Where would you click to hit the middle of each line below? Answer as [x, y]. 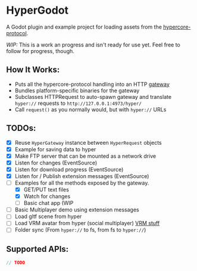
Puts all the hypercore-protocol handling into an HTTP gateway [92, 84]
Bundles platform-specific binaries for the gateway [77, 91]
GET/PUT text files [46, 189]
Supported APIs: [37, 249]
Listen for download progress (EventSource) [69, 169]
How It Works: [33, 70]
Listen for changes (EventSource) [56, 163]
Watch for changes [47, 197]
